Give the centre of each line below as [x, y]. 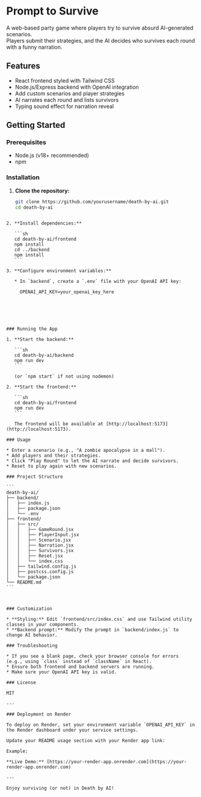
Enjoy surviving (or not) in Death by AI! [60, 789]
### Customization [29, 609]
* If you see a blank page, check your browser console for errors [93, 656]
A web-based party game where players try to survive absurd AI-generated [100, 28]
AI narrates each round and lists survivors [67, 100]
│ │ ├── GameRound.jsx [40, 530]
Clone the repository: [42, 191]
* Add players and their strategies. [54, 456]
